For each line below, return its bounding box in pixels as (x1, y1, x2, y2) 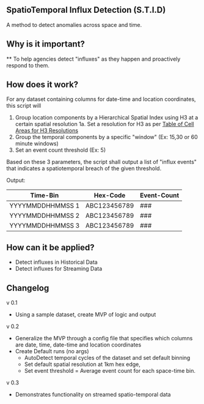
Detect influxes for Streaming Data (15, 265, 103, 272)
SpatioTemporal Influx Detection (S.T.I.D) (6, 5, 166, 15)
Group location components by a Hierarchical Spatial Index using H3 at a (15, 114, 199, 121)
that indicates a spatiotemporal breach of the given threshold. (6, 165, 162, 172)
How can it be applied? (6, 242, 95, 253)
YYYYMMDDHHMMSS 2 (9, 211, 80, 220)
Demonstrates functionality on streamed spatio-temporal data (15, 391, 171, 398)
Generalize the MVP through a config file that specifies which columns (15, 335, 193, 342)
